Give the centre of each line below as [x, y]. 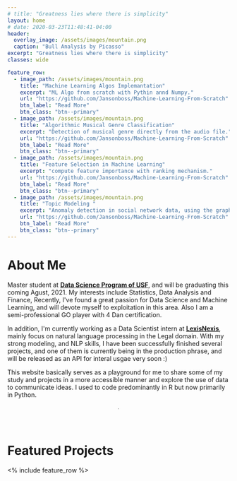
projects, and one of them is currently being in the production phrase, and [115, 351]
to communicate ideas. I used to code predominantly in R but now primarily [116, 387]
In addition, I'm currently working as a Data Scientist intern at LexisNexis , [114, 328]
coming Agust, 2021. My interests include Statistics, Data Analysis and [109, 292]
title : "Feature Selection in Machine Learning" [93, 165]
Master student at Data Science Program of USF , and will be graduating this [118, 285]
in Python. [22, 394]
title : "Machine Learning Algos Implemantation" [93, 85]
